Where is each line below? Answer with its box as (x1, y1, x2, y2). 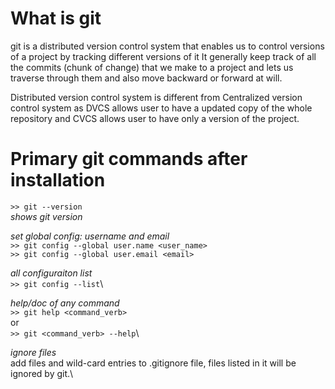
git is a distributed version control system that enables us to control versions (10, 40, 325, 52)
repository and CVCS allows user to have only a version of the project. (10, 112, 300, 124)
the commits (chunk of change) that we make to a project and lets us (10, 61, 294, 73)
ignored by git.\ (10, 367, 74, 379)
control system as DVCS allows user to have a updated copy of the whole (10, 102, 313, 114)
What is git (10, 7, 102, 30)
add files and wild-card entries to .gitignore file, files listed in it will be (10, 357, 297, 369)
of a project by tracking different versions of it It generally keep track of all (10, 50, 317, 62)
